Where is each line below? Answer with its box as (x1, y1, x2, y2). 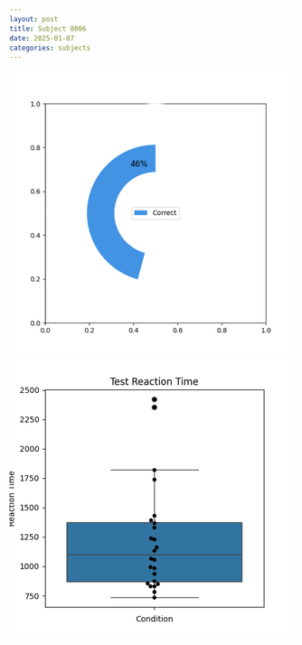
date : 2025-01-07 (9, 33, 75, 42)
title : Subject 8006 (9, 23, 88, 33)
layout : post (9, 14, 59, 23)
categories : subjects (9, 43, 91, 52)
